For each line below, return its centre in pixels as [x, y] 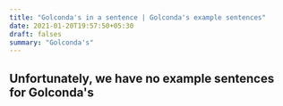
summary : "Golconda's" [51, 42]
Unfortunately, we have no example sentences [142, 78]
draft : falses [36, 34]
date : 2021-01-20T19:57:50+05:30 [72, 26]
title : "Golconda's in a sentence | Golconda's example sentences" [138, 17]
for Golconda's [51, 92]
